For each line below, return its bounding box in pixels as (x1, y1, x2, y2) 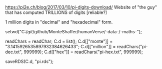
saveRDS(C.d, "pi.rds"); (5, 59, 54, 64)
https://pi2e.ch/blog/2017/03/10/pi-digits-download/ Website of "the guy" (5, 4, 157, 10)
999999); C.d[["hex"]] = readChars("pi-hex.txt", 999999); (23, 49, 143, 55)
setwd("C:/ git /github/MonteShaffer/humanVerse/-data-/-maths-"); (5, 29, 142, 34)
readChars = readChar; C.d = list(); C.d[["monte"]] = (5, 38, 113, 44)
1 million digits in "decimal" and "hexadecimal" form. (5, 19, 113, 25)
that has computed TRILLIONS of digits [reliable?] (5, 9, 107, 15)
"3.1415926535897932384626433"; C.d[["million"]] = (5, 44, 116, 49)
